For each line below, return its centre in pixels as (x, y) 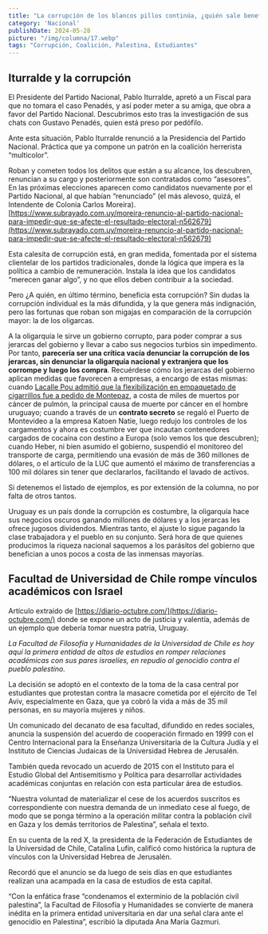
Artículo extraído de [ (43, 611)
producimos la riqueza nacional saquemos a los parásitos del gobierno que (132, 545)
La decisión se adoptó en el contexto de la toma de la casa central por (124, 684)
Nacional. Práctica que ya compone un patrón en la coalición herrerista (125, 146)
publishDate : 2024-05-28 (49, 30)
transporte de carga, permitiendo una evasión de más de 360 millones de (129, 455)
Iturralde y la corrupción (70, 78)
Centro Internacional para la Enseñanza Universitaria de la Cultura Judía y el (134, 742)
